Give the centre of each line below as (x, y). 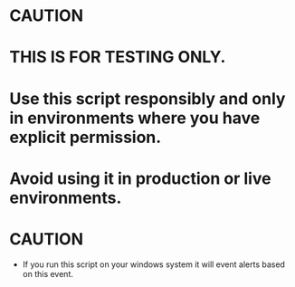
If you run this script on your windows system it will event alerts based (153, 264)
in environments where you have (135, 118)
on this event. (48, 273)
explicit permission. (86, 137)
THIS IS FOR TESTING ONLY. (118, 57)
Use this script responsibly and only (147, 98)
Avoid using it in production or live (140, 178)
